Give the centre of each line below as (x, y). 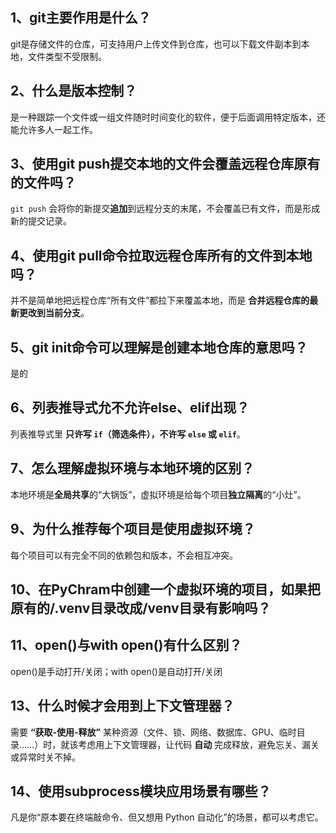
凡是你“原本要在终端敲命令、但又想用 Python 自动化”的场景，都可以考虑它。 (167, 817)
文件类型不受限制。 (67, 56)
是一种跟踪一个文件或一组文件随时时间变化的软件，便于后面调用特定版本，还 (168, 117)
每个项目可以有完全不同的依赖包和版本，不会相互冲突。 (124, 555)
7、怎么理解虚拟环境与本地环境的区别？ (132, 468)
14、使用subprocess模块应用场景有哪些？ (141, 791)
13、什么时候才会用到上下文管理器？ (122, 706)
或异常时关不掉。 (45, 757)
